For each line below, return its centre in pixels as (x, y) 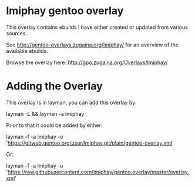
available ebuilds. (27, 51)
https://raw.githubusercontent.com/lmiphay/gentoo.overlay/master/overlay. (98, 172)
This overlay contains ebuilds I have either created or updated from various (97, 27)
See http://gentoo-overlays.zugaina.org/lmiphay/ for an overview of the (93, 45)
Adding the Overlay (54, 86)
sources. (17, 33)
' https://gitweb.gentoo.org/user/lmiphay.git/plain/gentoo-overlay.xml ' (90, 143)
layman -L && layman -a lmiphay (45, 113)
